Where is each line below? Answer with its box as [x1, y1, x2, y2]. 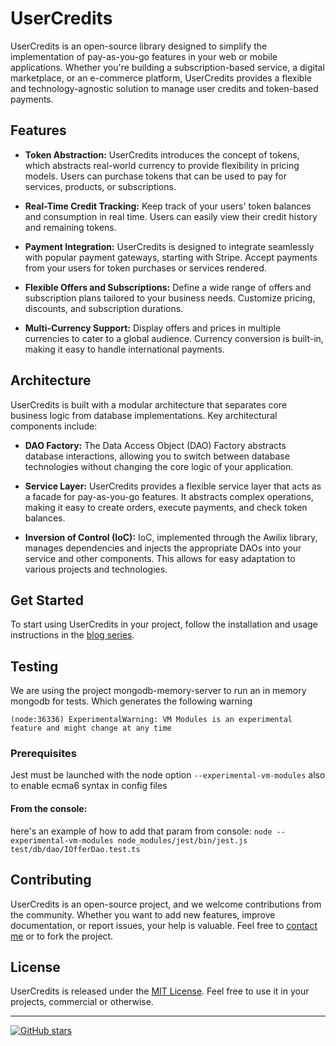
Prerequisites [10, 747, 77, 761]
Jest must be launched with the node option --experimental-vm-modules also [10, 769, 326, 781]
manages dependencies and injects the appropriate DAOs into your [24, 542, 302, 554]
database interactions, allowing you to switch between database [24, 450, 290, 462]
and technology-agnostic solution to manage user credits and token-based [10, 82, 319, 94]
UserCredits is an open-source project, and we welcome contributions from [10, 898, 322, 910]
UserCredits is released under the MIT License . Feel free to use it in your [10, 985, 310, 997]
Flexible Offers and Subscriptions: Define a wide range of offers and [24, 281, 312, 293]
